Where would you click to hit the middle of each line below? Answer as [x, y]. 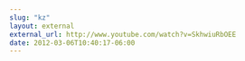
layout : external [42, 26]
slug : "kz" [30, 17]
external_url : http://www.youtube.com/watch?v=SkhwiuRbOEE [123, 34]
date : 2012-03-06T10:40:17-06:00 [72, 43]
